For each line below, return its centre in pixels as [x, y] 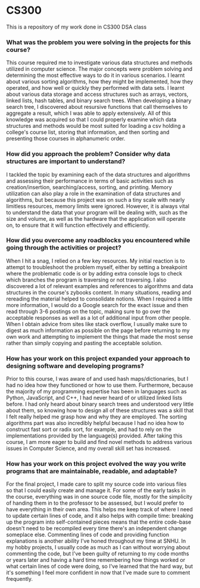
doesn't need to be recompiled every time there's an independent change [96, 528]
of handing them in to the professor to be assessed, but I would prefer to [95, 503]
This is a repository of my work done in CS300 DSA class [76, 27]
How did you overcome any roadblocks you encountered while [98, 240]
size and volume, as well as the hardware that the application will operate [96, 218]
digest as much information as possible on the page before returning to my [98, 330]
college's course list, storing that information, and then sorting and [88, 132]
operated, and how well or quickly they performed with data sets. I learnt [95, 88]
